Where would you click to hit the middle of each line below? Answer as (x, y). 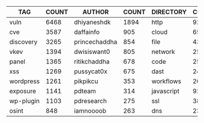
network (163, 52)
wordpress (25, 81)
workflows (166, 81)
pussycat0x (90, 71)
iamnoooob (90, 111)
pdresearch (90, 101)
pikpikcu (86, 81)
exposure (23, 91)
